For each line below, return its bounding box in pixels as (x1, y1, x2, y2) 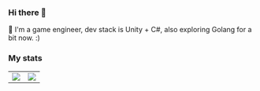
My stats (8, 53, 43, 64)
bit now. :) (8, 33, 41, 42)
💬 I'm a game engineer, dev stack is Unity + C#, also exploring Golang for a (8, 25, 252, 35)
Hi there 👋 (8, 7, 47, 18)
